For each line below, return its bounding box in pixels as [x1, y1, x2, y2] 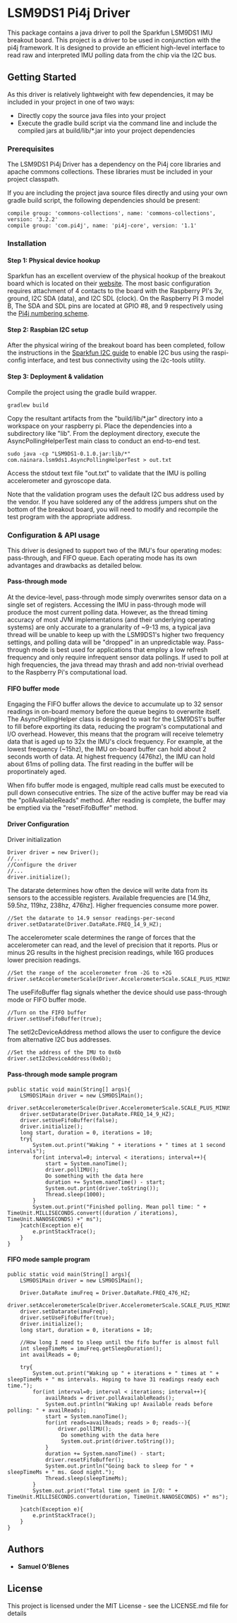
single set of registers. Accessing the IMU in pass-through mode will [7, 600, 207, 609]
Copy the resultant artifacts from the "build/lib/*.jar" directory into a [7, 414, 203, 422]
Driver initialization [7, 836, 61, 844]
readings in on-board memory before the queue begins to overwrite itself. [7, 708, 221, 716]
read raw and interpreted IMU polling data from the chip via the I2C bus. [7, 51, 217, 59]
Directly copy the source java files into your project [17, 111, 166, 119]
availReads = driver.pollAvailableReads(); [44, 1394, 175, 1401]
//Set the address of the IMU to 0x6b [7, 1049, 121, 1057]
